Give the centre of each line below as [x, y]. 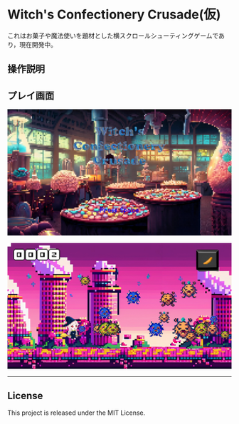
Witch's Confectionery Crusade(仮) [114, 15]
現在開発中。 [38, 44]
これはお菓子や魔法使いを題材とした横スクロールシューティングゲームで [113, 36]
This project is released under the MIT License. [76, 413]
